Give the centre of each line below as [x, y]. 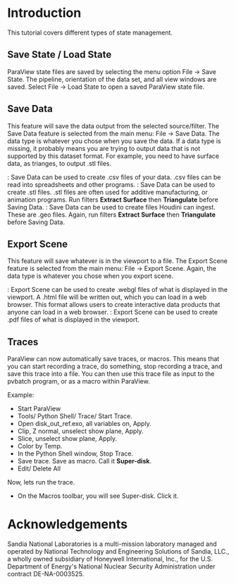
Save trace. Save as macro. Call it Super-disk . [85, 461]
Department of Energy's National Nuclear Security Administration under [111, 566]
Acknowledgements [68, 524]
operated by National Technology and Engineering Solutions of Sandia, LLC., [118, 552]
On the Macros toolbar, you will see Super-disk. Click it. [98, 496]
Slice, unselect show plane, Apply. [67, 439]
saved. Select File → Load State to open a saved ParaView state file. [106, 87]
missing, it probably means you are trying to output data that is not [104, 148]
